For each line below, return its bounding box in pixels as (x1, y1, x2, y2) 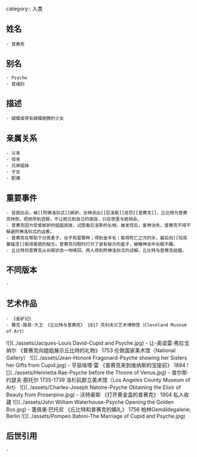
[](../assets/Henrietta (6, 368, 57, 376)
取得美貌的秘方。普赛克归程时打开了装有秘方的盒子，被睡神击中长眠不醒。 (24, 241, 178, 247)
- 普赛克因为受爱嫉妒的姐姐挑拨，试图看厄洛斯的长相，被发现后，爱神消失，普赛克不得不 (6, 223, 191, 228)
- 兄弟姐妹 (6, 163, 29, 169)
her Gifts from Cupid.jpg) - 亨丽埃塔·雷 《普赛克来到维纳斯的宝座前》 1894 (6, 361, 186, 368)
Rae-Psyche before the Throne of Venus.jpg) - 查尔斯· (58, 368, 189, 376)
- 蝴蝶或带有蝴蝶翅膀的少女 (6, 116, 65, 122)
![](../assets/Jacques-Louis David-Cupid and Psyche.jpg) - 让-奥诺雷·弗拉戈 (6, 339, 189, 347)
